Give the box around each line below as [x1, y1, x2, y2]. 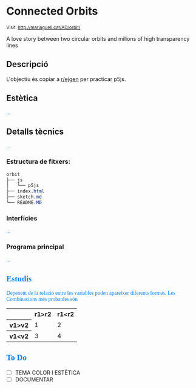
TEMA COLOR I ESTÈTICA [15, 369, 81, 376]
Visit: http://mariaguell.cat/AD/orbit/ [6, 24, 81, 30]
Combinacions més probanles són [6, 296, 78, 303]
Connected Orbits [6, 4, 98, 18]
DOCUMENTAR [15, 376, 53, 383]
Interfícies [6, 214, 38, 222]
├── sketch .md [6, 194, 42, 200]
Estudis [6, 273, 32, 284]
